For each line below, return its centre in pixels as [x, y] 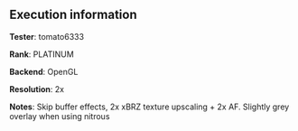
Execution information [73, 15]
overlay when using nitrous [60, 116]
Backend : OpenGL [44, 71]
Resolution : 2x [37, 89]
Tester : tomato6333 [47, 36]
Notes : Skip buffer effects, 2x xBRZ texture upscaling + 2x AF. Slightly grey [149, 107]
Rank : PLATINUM [42, 54]
